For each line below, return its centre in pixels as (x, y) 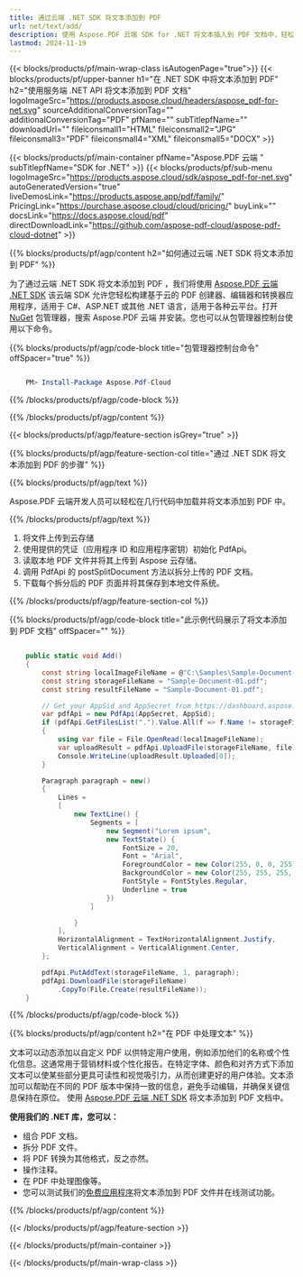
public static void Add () (74, 656)
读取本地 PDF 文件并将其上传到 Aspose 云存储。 (112, 561)
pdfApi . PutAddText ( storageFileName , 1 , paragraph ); (141, 972)
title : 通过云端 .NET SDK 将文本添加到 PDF (86, 18)
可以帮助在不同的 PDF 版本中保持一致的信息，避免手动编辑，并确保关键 (149, 1087)
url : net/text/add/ (46, 26)
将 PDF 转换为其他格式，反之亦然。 (87, 1159)
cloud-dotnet (34, 234)
